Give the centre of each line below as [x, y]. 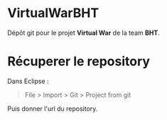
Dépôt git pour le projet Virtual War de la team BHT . [83, 33]
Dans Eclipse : [28, 81]
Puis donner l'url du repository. [53, 109]
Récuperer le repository [79, 61]
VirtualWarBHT [53, 13]
